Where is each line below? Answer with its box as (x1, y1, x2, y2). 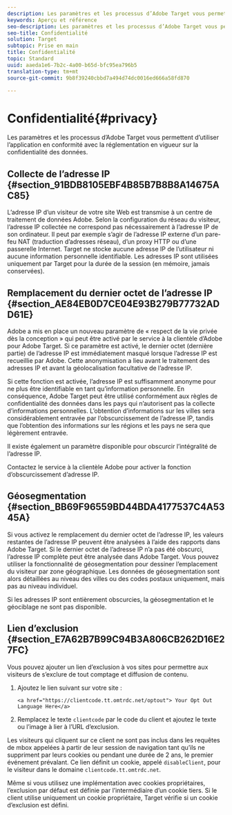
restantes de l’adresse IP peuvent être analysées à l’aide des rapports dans (7, 537, 221, 546)
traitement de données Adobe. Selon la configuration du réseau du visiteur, (7, 215, 221, 224)
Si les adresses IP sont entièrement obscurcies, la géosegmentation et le (7, 595, 214, 603)
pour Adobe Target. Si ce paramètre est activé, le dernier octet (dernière (7, 341, 213, 350)
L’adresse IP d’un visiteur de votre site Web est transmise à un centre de (7, 208, 213, 217)
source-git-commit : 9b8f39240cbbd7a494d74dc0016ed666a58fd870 (7, 74, 190, 82)
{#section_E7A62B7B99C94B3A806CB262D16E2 (7, 634, 225, 645)
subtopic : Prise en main (7, 42, 79, 49)
